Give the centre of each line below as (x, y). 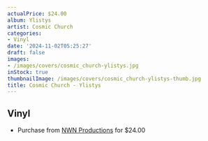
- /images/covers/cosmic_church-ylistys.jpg (73, 66)
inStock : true (28, 72)
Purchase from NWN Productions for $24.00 (81, 131)
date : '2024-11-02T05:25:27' (50, 46)
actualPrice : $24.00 (37, 14)
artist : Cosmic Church (40, 27)
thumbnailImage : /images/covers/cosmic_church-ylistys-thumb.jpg (104, 79)
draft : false (26, 53)
